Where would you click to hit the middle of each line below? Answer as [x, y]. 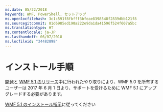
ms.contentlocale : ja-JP [30, 32]
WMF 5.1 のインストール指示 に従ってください [50, 104]
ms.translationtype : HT [29, 28]
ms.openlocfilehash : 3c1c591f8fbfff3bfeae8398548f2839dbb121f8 [71, 19]
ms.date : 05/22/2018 [26, 10]
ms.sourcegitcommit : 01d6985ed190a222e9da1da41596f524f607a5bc [71, 23]
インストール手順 [39, 67]
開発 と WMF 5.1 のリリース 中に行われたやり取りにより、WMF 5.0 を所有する [82, 82]
